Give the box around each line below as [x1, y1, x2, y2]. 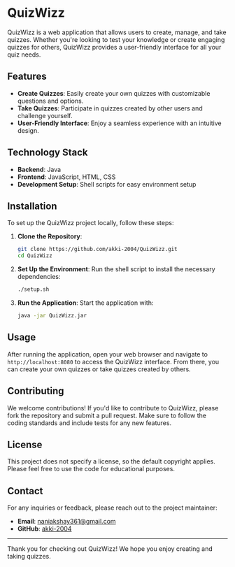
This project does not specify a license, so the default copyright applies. [7, 457, 215, 466]
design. [17, 126, 40, 134]
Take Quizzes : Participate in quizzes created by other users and [17, 103, 203, 113]
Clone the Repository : [17, 232, 83, 241]
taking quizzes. [7, 552, 51, 561]
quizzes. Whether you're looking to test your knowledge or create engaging [7, 35, 225, 43]
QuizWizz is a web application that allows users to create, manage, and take [7, 28, 227, 36]
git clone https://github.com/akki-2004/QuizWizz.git [17, 246, 178, 253]
